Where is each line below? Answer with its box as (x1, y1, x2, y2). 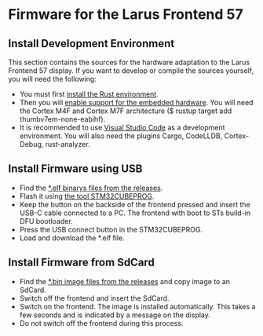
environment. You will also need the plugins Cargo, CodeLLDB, (19, 131, 223, 141)
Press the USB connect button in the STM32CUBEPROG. (19, 225, 203, 234)
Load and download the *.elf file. (19, 233, 125, 243)
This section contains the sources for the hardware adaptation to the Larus (8, 57, 250, 67)
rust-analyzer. (45, 140, 90, 148)
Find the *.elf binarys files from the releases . (19, 183, 163, 192)
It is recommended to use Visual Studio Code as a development (19, 123, 225, 132)
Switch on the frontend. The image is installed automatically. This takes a (19, 301, 256, 311)
